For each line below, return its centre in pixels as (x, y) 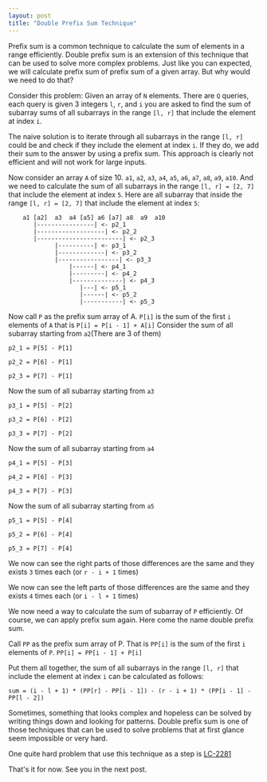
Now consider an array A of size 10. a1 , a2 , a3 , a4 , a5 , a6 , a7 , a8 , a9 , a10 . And (131, 178)
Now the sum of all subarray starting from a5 (81, 505)
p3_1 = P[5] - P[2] (41, 405)
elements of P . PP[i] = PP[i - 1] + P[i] (75, 652)
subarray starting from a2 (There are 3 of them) (85, 333)
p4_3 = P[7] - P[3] (41, 491)
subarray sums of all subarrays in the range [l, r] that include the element (132, 112)
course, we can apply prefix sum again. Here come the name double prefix (131, 620)
